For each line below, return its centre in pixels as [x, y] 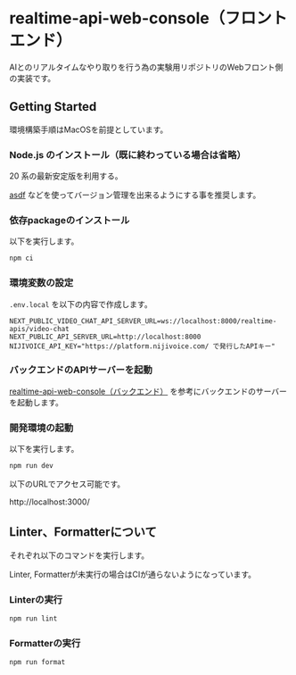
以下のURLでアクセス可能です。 [67, 484]
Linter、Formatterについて [83, 532]
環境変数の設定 [41, 283]
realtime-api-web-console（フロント [148, 18]
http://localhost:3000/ [50, 502]
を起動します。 [37, 402]
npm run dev [31, 466]
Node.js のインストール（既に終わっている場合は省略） [128, 154]
